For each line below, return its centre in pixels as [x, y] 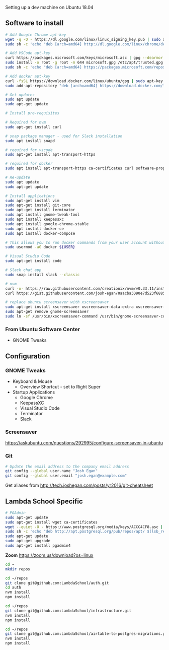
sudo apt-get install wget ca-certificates [52, 522]
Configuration [28, 356]
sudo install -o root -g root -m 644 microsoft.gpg [60, 62]
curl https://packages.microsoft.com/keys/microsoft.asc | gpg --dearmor [84, 58]
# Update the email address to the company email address [67, 466]
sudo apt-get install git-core [38, 205]
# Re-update [18, 178]
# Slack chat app [23, 270]
